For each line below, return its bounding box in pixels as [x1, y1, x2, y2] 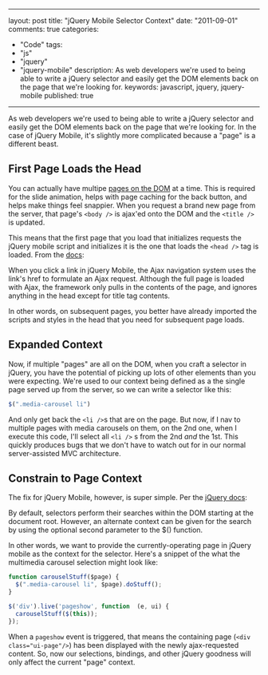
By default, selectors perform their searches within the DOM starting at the [8, 508, 254, 518]
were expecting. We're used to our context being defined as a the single [8, 376, 246, 386]
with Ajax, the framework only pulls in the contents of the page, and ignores [8, 282, 258, 292]
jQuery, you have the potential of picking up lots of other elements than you [8, 367, 257, 377]
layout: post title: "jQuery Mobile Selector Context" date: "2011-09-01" [8, 16, 238, 25]
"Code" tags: [19, 40, 63, 49]
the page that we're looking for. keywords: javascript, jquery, [19, 82, 219, 92]
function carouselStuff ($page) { [8, 573, 120, 582]
